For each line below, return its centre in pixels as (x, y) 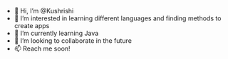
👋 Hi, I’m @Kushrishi (44, 11)
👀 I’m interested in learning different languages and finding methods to (118, 18)
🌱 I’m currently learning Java (56, 33)
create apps (32, 26)
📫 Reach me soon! (42, 48)
